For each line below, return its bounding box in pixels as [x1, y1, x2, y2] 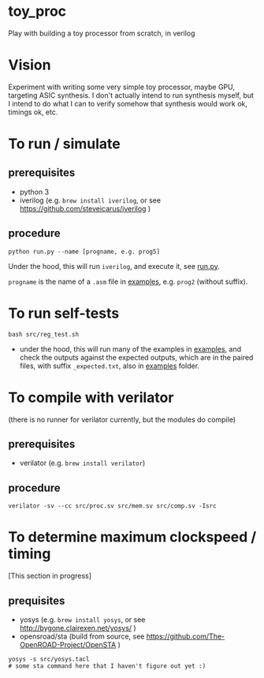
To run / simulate [8, 135, 121, 153]
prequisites [8, 594, 65, 607]
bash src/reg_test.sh [8, 330, 80, 338]
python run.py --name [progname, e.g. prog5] [8, 248, 160, 255]
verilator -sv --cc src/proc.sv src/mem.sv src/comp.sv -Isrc [8, 502, 217, 510]
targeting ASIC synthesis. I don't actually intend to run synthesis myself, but [8, 90, 255, 100]
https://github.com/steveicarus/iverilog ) [19, 203, 151, 213]
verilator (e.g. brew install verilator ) [19, 458, 146, 468]
